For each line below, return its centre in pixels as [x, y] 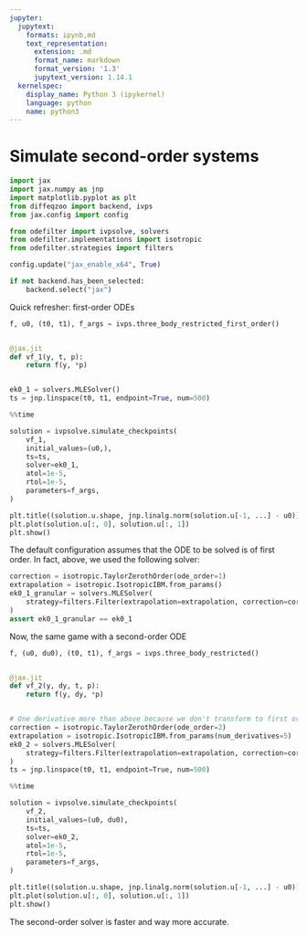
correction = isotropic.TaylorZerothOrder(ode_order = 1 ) [118, 576]
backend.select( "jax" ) [69, 289]
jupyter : [26, 18]
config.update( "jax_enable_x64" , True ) [85, 265]
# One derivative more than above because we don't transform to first [148, 719]
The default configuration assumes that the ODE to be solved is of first [143, 550]
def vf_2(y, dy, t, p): [55, 686]
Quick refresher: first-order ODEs [72, 307]
